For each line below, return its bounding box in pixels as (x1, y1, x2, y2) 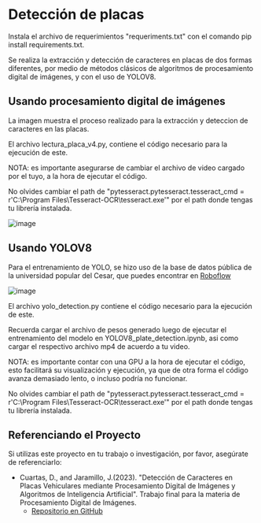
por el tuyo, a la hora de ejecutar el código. (8, 171, 148, 180)
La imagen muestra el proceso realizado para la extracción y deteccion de (8, 116, 248, 125)
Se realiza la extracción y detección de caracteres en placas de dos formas (8, 55, 252, 65)
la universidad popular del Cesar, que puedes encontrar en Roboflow (8, 270, 231, 280)
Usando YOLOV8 (8, 242, 93, 255)
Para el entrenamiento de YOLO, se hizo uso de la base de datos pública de (8, 262, 252, 272)
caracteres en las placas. (8, 124, 90, 133)
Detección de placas (8, 6, 145, 24)
